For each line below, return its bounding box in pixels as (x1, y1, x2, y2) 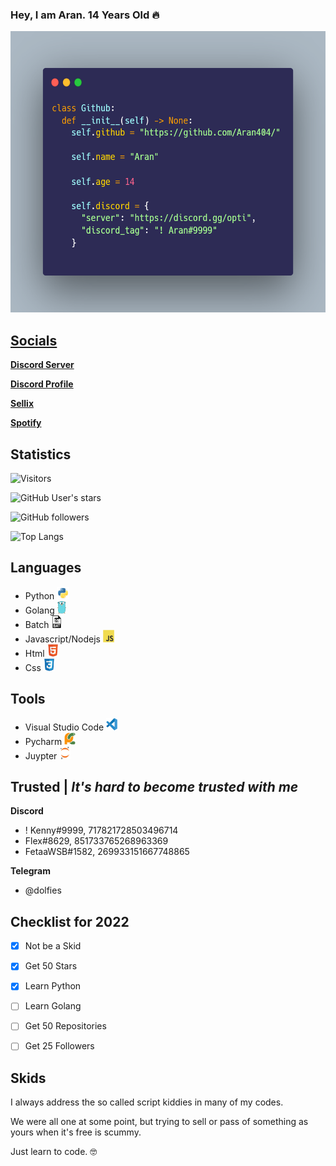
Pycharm (24, 735, 63, 747)
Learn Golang (24, 1000, 82, 1012)
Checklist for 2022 (10, 913, 130, 930)
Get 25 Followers (24, 1040, 95, 1052)
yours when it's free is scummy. (10, 1126, 142, 1138)
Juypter (24, 749, 58, 762)
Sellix (10, 398, 35, 410)
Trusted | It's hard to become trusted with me (10, 778, 299, 795)
